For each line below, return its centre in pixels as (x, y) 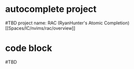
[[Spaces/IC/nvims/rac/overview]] (40, 28)
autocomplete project (51, 9)
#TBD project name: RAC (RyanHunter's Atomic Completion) (67, 23)
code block (29, 48)
